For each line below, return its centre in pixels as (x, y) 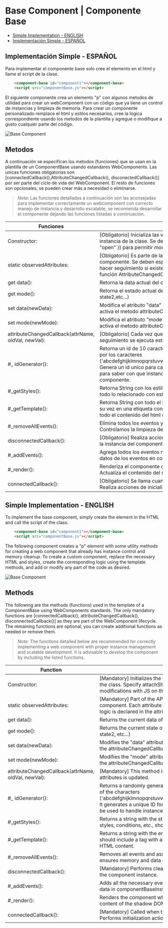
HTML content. (117, 846)
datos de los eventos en (127, 458)
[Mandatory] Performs (126, 868)
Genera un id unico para (127, 368)
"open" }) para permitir (126, 248)
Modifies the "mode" (124, 757)
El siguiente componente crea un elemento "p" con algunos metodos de (79, 97)
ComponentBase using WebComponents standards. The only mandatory (80, 610)
